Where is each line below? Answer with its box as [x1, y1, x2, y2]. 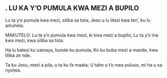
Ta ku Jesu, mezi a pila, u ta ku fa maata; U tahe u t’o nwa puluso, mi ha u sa [5, 62, 162, 68]
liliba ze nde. [5, 52, 31, 58]
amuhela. [5, 22, 24, 28]
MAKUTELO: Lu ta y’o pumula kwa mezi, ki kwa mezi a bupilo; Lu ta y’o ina [5, 32, 158, 38]
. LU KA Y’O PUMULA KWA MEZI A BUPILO [5, 4, 139, 12]
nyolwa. [5, 67, 21, 73]
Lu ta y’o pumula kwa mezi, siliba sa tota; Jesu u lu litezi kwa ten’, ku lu [5, 17, 151, 23]
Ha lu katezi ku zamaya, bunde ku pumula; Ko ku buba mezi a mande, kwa [5, 47, 158, 53]
